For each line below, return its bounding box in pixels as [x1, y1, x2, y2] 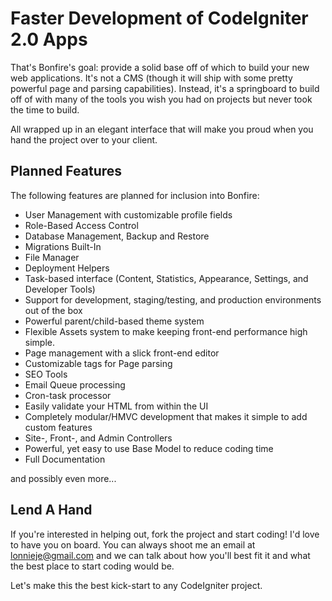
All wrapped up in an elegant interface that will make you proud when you [10, 123, 314, 135]
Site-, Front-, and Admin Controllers [24, 432, 173, 444]
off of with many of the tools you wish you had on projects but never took [10, 93, 313, 105]
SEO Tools [24, 368, 68, 380]
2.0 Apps [10, 28, 88, 51]
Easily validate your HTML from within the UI [24, 400, 209, 412]
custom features [24, 421, 93, 433]
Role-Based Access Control [24, 219, 139, 231]
